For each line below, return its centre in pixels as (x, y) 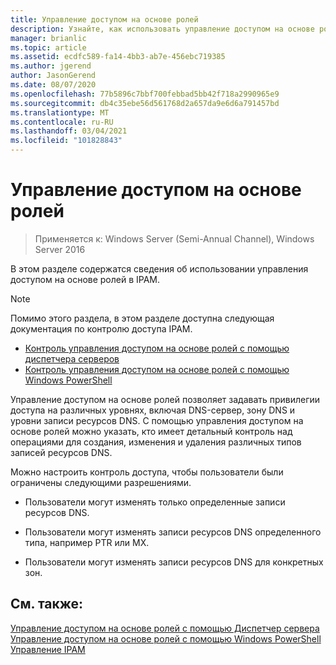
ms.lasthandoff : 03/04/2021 (69, 131)
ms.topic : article (48, 47)
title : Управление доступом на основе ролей (104, 19)
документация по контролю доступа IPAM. (101, 328)
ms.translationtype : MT (60, 112)
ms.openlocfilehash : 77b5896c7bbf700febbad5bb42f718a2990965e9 (145, 94)
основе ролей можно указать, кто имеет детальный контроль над (151, 431)
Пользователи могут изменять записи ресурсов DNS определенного (173, 532)
